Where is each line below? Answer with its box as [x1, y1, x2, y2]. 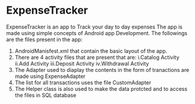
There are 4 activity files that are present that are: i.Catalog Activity [14, 53, 180, 61]
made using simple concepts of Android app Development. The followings [6, 29, 188, 36]
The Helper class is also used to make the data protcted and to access [14, 85, 188, 92]
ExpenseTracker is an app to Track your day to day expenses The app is [6, 23, 183, 30]
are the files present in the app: [6, 36, 83, 43]
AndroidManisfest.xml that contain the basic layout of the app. [14, 47, 168, 54]
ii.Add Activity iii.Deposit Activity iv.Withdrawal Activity [14, 60, 149, 67]
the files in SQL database [14, 92, 77, 99]
